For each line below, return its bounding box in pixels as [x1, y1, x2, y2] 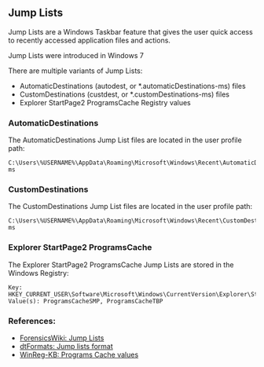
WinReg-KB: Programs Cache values [19, 350, 139, 359]
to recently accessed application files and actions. [8, 35, 171, 45]
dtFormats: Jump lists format [19, 342, 114, 350]
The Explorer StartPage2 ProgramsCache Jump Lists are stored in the [8, 259, 234, 270]
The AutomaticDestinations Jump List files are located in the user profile [8, 135, 242, 145]
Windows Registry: [8, 268, 69, 277]
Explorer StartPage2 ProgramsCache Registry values [19, 97, 191, 107]
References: [8, 315, 57, 326]
